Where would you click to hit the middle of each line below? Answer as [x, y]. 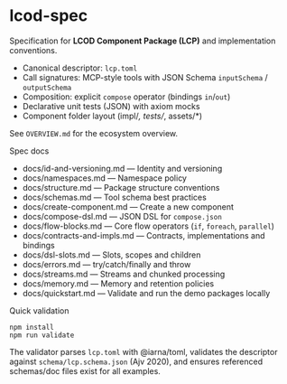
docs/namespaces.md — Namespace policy [105, 178]
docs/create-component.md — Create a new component [128, 206]
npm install [32, 327]
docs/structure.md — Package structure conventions [121, 187]
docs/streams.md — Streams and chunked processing [124, 274]
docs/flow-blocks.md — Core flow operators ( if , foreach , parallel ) [148, 226]
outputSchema [47, 88]
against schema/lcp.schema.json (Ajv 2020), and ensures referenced [136, 361]
